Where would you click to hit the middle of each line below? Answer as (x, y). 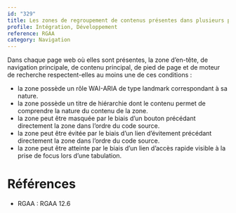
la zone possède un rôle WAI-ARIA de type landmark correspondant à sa (123, 89)
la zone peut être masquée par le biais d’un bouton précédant (106, 118)
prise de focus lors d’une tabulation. (70, 156)
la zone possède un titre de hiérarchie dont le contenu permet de (111, 103)
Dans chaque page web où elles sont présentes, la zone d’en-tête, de (108, 60)
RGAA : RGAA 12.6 (44, 204)
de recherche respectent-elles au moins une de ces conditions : (100, 75)
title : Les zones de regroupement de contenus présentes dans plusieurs (116, 20)
